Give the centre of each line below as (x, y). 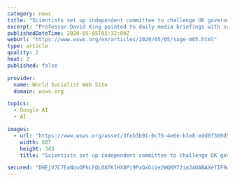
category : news (29, 14)
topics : (19, 104)
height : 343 (37, 149)
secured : (20, 168)
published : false (33, 66)
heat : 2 (19, 59)
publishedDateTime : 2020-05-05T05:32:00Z (69, 33)
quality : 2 (23, 53)
